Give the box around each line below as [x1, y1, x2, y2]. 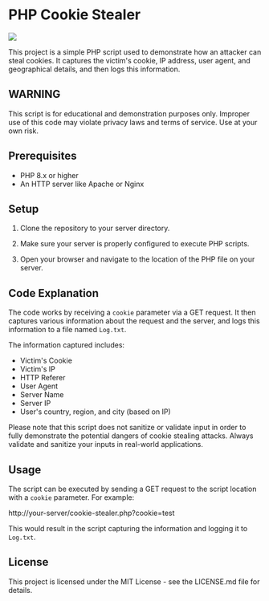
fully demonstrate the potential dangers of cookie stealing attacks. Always [8, 431, 254, 441]
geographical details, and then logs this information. [8, 64, 181, 74]
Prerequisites [8, 149, 77, 163]
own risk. [8, 126, 39, 136]
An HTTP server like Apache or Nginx [19, 179, 145, 189]
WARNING [8, 87, 61, 101]
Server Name [19, 390, 64, 400]
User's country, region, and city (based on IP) [19, 407, 171, 416]
